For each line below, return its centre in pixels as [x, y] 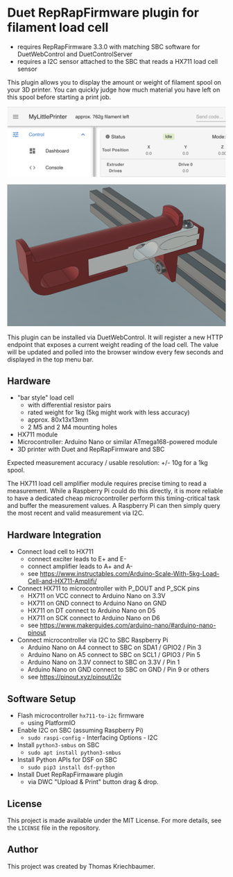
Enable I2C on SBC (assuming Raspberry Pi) [80, 731]
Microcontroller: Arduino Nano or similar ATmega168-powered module [117, 442]
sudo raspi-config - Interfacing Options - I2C [93, 738]
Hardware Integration [54, 535]
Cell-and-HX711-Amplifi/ [62, 581]
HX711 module [37, 434]
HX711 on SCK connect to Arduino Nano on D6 [94, 618]
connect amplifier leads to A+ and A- [80, 566]
